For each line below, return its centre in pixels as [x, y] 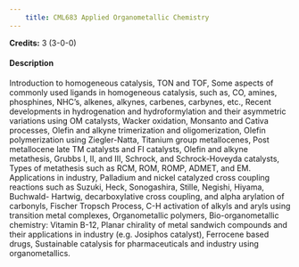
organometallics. [40, 253]
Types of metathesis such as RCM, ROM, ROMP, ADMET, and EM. [130, 168]
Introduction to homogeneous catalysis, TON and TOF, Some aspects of [141, 83]
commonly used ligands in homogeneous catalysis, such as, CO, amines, [143, 92]
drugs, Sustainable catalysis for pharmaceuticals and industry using [134, 243]
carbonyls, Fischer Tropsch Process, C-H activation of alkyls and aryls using [150, 206]
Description [32, 63]
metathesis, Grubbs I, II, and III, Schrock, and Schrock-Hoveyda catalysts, [144, 158]
